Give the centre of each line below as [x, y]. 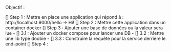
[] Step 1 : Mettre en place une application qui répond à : [65, 17]
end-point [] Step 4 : [27, 44]
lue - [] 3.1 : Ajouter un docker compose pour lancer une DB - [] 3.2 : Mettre [85, 33]
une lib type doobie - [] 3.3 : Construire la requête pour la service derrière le [85, 38]
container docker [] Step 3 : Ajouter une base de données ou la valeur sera [84, 28]
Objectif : [15, 7]
